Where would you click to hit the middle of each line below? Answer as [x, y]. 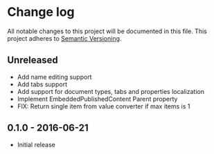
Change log [41, 12]
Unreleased [33, 60]
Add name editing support [54, 77]
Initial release [36, 144]
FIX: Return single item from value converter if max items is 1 [104, 106]
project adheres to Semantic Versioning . [64, 38]
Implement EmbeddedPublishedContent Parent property [97, 99]
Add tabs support [42, 84]
